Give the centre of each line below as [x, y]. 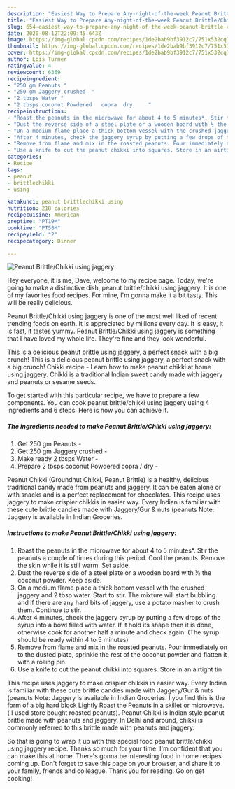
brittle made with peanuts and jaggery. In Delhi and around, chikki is [105, 720]
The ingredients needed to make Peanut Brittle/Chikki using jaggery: [109, 426]
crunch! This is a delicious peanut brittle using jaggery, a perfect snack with [116, 360]
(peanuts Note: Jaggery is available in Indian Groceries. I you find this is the [116, 698]
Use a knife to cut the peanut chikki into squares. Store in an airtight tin [120, 669]
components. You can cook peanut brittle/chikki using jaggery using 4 [108, 403]
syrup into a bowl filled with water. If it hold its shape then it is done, [115, 625]
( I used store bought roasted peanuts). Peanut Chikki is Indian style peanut [116, 713]
